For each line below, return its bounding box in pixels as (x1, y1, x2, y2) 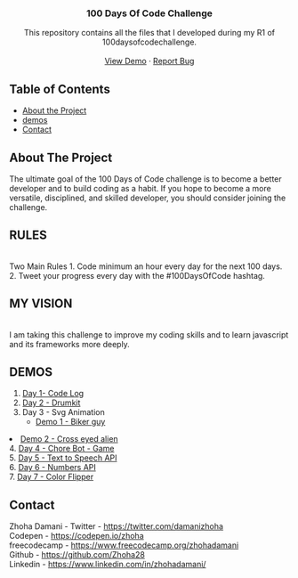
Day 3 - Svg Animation (21, 407, 105, 418)
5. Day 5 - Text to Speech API (9, 452, 117, 463)
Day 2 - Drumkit (21, 397, 81, 408)
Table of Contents (9, 81, 111, 96)
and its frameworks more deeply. (9, 338, 131, 349)
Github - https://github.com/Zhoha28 (9, 550, 145, 560)
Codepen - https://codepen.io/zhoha (9, 531, 144, 541)
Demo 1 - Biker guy (35, 417, 106, 427)
